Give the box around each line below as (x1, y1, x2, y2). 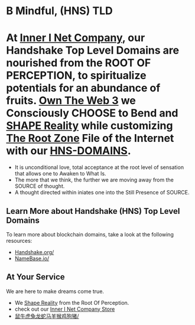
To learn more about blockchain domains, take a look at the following (6, 230, 174, 238)
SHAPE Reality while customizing (6, 119, 173, 132)
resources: (6, 237, 32, 244)
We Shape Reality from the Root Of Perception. (14, 299, 129, 306)
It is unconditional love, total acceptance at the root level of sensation (14, 164, 184, 171)
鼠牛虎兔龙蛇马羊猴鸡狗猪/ (14, 312, 79, 320)
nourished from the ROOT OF (6, 56, 151, 70)
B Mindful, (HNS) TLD (6, 4, 113, 18)
